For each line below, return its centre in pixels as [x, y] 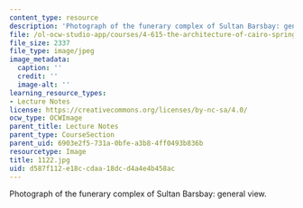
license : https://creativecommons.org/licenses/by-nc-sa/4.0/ [129, 110]
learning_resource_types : [58, 93]
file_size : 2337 [40, 43]
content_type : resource [54, 18]
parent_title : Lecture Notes [64, 127]
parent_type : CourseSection [62, 135]
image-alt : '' [44, 85]
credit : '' [38, 77]
